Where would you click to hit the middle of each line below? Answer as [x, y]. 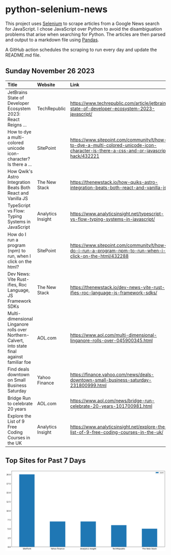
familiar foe [19, 362]
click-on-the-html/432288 [99, 256]
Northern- [18, 335]
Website [46, 85]
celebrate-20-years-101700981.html [111, 406]
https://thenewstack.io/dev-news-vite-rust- [118, 287]
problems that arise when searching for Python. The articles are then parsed [85, 34]
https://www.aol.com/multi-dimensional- [113, 335]
